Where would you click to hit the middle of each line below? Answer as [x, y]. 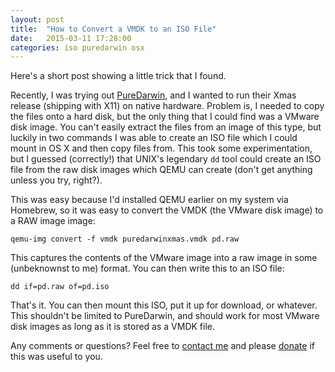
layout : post [37, 19]
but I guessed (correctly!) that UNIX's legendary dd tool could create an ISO [166, 159]
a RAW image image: [53, 221]
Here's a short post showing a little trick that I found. [118, 76]
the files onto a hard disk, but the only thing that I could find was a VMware [165, 117]
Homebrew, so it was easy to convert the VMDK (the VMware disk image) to [167, 210]
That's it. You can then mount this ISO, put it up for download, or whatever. [164, 305]
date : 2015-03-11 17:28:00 [71, 38]
